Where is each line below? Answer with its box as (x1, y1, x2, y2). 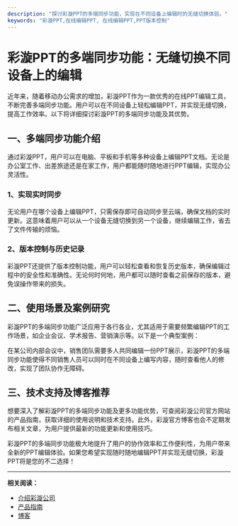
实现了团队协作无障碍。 (19, 364, 89, 372)
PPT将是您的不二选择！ (7, 457, 76, 466)
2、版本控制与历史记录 (7, 244, 85, 254)
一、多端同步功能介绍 (7, 132, 101, 144)
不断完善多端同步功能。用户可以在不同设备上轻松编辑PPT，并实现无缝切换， (7, 101, 230, 110)
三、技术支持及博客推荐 (7, 387, 110, 399)
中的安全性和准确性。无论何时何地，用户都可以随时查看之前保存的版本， (13, 270, 225, 279)
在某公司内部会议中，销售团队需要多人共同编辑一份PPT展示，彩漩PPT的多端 (7, 346, 230, 355)
